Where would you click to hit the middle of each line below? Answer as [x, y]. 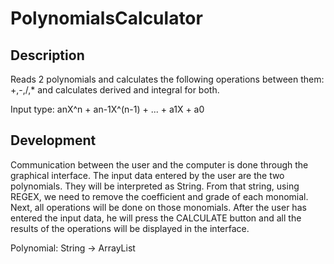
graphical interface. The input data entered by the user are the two [147, 175]
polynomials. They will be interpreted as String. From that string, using [155, 186]
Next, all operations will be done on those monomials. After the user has [158, 207]
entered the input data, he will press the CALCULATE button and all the [156, 218]
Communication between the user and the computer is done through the [159, 164]
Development [53, 140]
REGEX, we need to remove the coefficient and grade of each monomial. [159, 196]
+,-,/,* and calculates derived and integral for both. [115, 90]
